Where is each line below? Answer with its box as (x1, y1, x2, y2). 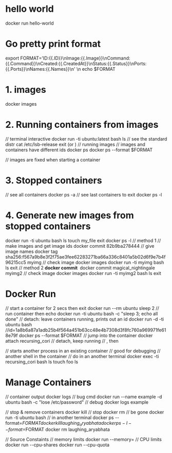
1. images (5, 84, 46, 95)
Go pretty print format (5, 38, 101, 50)
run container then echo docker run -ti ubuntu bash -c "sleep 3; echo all (5, 310, 158, 317)
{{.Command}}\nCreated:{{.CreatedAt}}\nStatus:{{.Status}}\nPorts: (5, 60, 147, 67)
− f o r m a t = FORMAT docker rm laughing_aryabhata (5, 426, 110, 432)
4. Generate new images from (5, 209, 135, 221)
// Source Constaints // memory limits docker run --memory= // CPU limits (5, 437, 162, 443)
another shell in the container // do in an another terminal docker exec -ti (5, 353, 159, 359)
